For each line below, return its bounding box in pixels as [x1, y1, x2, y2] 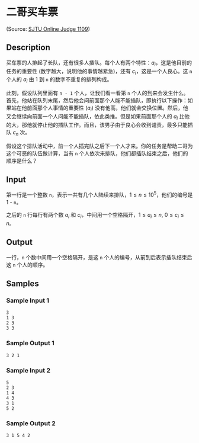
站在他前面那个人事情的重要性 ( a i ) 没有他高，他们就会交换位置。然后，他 [11, 104, 188, 113]
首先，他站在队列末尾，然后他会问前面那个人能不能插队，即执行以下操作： [6, 97, 188, 104]
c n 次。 [12, 129, 31, 137]
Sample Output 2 [6, 419, 56, 427]
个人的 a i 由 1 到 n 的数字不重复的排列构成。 [6, 76, 113, 85]
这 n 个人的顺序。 [6, 261, 49, 268]
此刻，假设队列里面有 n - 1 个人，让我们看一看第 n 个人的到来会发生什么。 [6, 89, 189, 97]
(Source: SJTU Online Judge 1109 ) [6, 25, 90, 33]
